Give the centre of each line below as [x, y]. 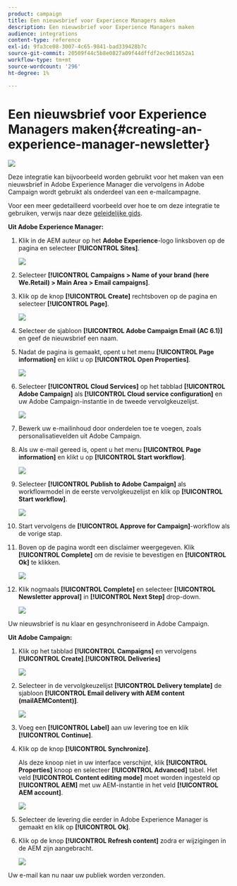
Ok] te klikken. [39, 562]
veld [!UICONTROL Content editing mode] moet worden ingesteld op [119, 778]
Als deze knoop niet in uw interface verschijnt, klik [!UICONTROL [113, 763]
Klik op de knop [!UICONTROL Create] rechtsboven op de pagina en [117, 296]
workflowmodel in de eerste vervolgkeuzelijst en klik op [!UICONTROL [120, 491]
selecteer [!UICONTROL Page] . [63, 304]
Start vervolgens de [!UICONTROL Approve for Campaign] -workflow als [124, 526]
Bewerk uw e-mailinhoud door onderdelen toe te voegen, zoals [110, 429]
